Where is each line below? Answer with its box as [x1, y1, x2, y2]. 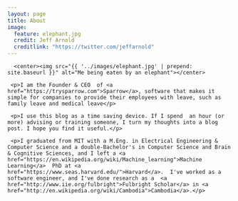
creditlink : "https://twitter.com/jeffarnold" [14, 43, 155, 50]
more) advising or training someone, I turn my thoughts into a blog [7, 119, 219, 126]
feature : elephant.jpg [14, 30, 81, 38]
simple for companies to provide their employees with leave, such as [7, 94, 222, 101]
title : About [7, 17, 46, 24]
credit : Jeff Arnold [14, 37, 75, 44]
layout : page [7, 10, 46, 18]
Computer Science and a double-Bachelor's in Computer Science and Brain [7, 143, 232, 151]
